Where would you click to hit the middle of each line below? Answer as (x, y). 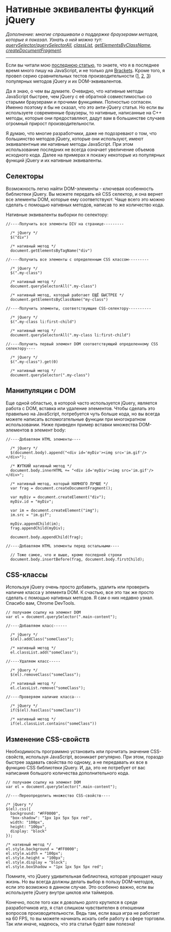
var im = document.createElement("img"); (55, 510)
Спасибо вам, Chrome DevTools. (41, 603)
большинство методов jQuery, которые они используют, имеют (75, 139)
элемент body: (50, 430)
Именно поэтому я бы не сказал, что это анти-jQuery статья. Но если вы (85, 107)
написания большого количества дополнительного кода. (68, 773)
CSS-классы (27, 574)
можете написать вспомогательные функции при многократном (76, 419)
